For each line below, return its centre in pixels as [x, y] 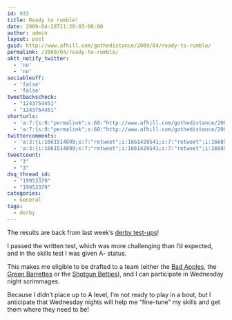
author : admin [28, 33]
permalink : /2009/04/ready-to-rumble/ [63, 53]
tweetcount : [24, 155]
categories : [24, 194]
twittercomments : [32, 135]
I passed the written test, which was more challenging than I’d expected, [110, 245]
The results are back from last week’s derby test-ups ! [83, 232]
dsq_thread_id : [29, 174]
